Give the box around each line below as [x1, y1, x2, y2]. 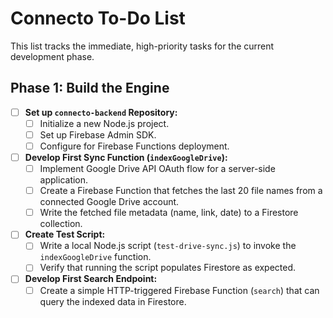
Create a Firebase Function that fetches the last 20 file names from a [39, 185, 323, 197]
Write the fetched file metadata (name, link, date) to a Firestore [39, 207, 299, 219]
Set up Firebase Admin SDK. [39, 128, 157, 141]
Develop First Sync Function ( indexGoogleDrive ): [24, 152, 228, 163]
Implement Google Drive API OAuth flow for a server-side [39, 163, 276, 175]
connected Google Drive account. [39, 196, 180, 208]
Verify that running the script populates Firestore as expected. [39, 262, 297, 274]
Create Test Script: [24, 228, 106, 241]
